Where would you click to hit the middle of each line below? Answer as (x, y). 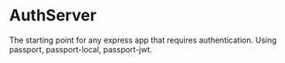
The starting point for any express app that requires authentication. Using (143, 40)
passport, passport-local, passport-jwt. (81, 49)
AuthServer (53, 16)
